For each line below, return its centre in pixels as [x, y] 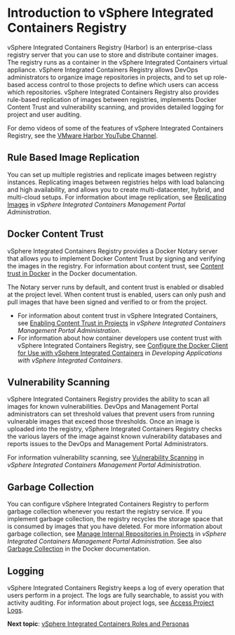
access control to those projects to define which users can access [123, 84]
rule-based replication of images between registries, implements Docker [112, 99]
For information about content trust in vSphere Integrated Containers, [117, 315]
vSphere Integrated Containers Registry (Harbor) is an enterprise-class [110, 47]
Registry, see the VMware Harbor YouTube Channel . [82, 136]
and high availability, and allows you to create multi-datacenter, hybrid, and [116, 189]
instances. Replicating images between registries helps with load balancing [116, 182]
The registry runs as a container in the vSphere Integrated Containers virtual [117, 62]
